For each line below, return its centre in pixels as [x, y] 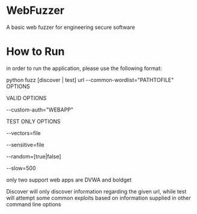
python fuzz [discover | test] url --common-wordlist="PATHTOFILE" [90, 80]
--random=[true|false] [34, 156]
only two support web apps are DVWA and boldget [69, 180]
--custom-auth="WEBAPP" [40, 110]
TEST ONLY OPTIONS [34, 121]
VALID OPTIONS [26, 98]
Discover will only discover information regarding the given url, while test [96, 191]
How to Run [35, 52]
